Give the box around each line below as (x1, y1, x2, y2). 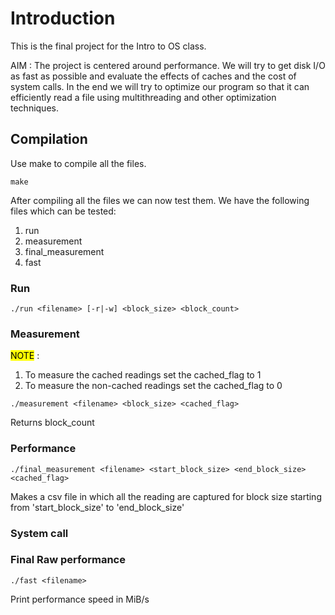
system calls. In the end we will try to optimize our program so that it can (10, 80, 310, 92)
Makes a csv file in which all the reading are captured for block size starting (10, 490, 322, 502)
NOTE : (10, 350, 40, 362)
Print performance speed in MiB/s (10, 593, 150, 605)
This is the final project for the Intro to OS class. (10, 40, 207, 52)
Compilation (10, 131, 88, 148)
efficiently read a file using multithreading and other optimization (10, 91, 277, 103)
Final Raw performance (10, 553, 126, 567)
